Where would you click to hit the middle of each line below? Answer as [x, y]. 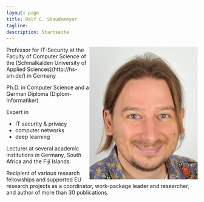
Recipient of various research [43, 173]
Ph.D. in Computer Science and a [48, 87]
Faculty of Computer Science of [46, 56]
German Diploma [27, 94]
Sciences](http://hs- [52, 69]
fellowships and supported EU [44, 180]
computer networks [40, 130]
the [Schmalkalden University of [46, 63]
